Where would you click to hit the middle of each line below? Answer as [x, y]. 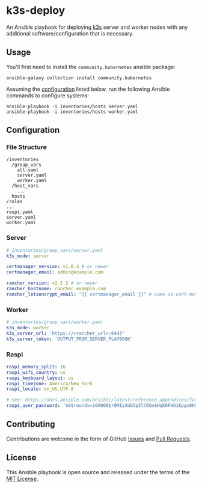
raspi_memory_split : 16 [36, 367]
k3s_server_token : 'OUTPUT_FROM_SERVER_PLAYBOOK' [70, 339]
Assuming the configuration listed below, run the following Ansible [88, 89]
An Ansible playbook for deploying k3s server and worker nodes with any [97, 27]
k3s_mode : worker [28, 328]
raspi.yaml [20, 212]
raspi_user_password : [33, 406]
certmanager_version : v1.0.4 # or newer [58, 267]
